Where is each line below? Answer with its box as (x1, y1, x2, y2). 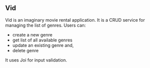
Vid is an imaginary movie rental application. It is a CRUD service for (5, 17, 146, 23)
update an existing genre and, (12, 42, 74, 48)
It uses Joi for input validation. (5, 57, 67, 63)
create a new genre (12, 32, 53, 37)
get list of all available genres (12, 37, 73, 43)
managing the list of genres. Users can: (5, 22, 86, 28)
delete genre (12, 47, 39, 53)
